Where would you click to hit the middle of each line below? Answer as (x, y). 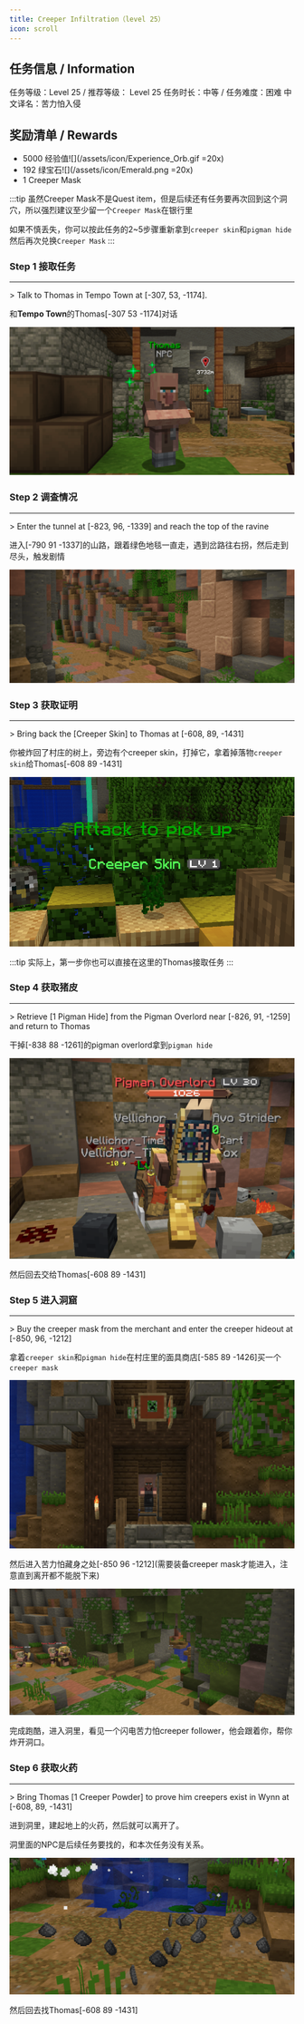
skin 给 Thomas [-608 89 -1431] (66, 764)
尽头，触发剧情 (37, 556)
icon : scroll (34, 29)
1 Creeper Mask (52, 180)
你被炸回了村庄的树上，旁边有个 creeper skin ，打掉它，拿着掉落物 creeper (146, 753)
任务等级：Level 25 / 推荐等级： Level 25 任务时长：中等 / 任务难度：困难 (146, 92)
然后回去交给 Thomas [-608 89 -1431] (78, 1275)
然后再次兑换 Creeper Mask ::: (62, 241)
